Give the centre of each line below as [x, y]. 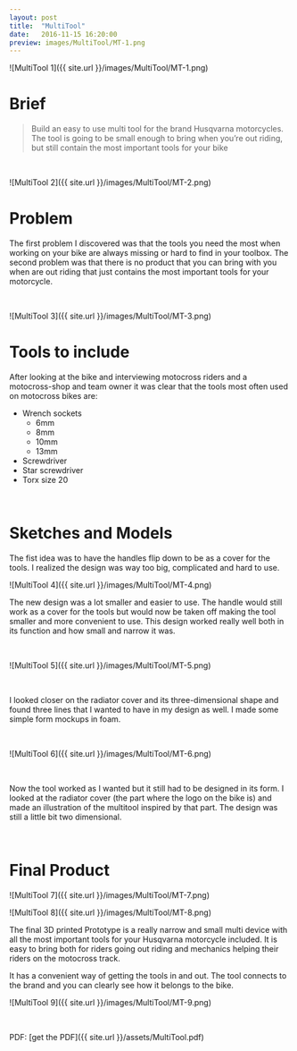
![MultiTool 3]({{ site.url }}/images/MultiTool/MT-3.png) [111, 316]
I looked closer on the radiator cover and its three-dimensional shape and [144, 700]
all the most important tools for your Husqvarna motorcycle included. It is [144, 939]
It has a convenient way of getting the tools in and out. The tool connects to [148, 975]
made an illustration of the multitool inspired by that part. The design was [144, 807]
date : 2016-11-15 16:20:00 [63, 34]
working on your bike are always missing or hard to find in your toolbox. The [149, 253]
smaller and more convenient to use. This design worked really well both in [147, 621]
